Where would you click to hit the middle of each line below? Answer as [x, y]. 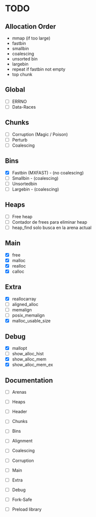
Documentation [29, 380]
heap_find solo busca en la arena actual [52, 228]
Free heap [22, 216]
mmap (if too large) [31, 38]
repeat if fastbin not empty [39, 69]
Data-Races [24, 107]
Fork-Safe [22, 499]
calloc [18, 271]
